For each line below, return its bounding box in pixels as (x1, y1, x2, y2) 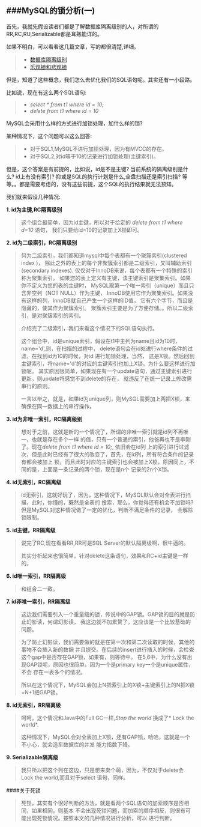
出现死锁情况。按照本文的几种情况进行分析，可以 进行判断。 (26, 814, 175, 822)
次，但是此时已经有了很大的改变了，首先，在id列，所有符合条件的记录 (20, 450, 194, 458)
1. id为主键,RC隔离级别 (6, 206, 62, 213)
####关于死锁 (6, 786, 41, 794)
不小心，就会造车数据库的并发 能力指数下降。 (20, 741, 133, 748)
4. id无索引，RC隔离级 (6, 478, 62, 485)
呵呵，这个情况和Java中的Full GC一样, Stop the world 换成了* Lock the (20, 714, 194, 721)
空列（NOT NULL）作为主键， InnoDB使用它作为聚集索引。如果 (31, 289, 188, 296)
